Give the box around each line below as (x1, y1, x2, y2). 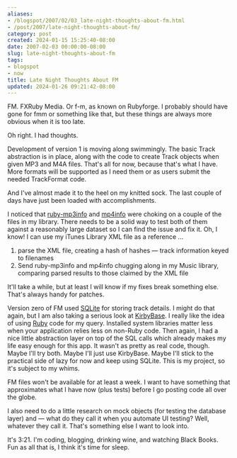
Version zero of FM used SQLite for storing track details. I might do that (7, 304, 215, 313)
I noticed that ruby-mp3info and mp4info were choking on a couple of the (7, 210, 222, 218)
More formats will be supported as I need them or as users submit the (7, 167, 211, 176)
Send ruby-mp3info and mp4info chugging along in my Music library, (17, 262, 219, 270)
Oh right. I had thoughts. (7, 131, 79, 140)
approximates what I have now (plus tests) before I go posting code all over (7, 386, 227, 394)
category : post (7, 30, 52, 38)
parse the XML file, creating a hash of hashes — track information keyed (17, 246, 229, 255)
